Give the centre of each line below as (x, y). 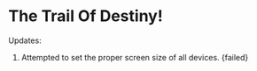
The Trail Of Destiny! (86, 16)
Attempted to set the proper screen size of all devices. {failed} (135, 57)
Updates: (25, 40)
